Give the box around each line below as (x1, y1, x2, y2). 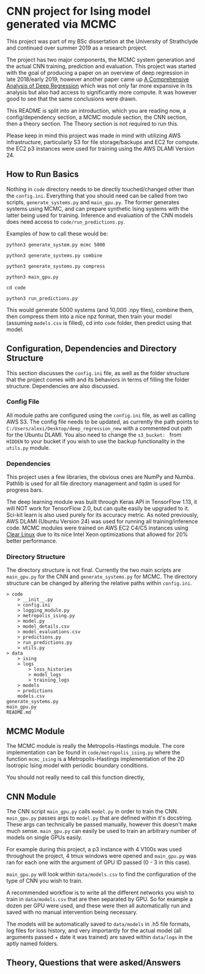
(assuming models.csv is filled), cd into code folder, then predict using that (6, 319, 192, 326)
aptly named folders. (6, 940, 59, 948)
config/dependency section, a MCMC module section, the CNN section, (6, 113, 188, 121)
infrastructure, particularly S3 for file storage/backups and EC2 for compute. (6, 138, 199, 145)
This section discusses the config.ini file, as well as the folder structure (6, 369, 190, 376)
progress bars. (6, 486, 43, 494)
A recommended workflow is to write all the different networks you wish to (6, 889, 195, 896)
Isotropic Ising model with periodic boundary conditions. (6, 762, 149, 769)
